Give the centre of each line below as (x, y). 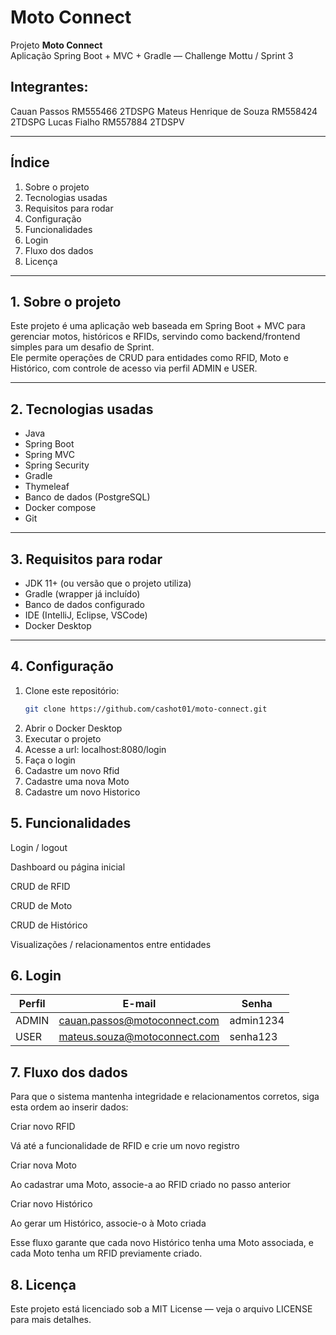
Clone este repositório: (72, 690)
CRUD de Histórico (49, 925)
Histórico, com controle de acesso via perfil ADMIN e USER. (134, 368)
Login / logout (39, 847)
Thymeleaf (47, 487)
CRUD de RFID (40, 886)
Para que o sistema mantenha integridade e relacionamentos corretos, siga (165, 1097)
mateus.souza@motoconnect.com (139, 1037)
